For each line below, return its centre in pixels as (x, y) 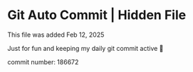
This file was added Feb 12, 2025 (56, 35)
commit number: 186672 (43, 62)
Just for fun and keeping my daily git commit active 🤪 (85, 48)
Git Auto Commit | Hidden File (97, 15)
